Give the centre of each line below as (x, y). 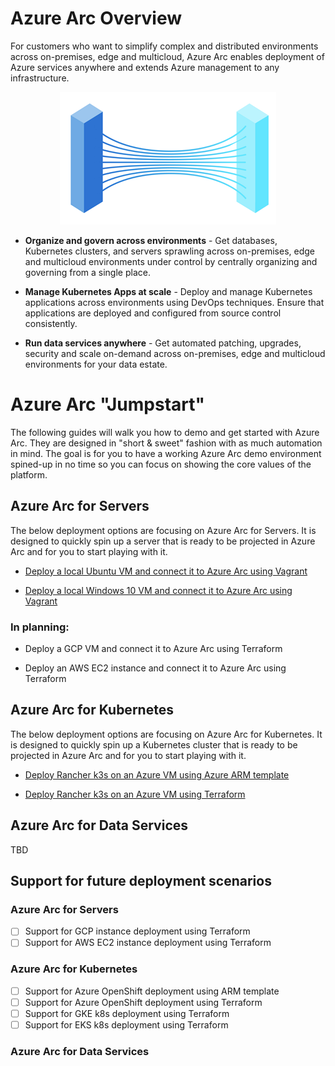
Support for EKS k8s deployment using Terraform (126, 1024)
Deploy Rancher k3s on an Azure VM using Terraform (135, 794)
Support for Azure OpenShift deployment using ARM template (152, 991)
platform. (29, 474)
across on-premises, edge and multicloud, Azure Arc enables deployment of (167, 56)
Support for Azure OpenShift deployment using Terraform (143, 1002)
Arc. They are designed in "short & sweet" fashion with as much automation (166, 443)
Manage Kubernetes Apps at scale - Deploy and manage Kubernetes (168, 291)
